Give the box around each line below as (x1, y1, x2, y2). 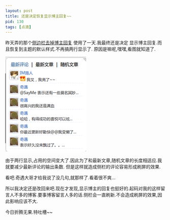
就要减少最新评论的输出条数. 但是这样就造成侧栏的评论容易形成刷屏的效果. (5, 164, 161, 170)
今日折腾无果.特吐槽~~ (5, 209, 53, 215)
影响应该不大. (9, 198, 38, 204)
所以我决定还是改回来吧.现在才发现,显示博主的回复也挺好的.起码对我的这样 (5, 185, 161, 191)
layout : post (5, 8, 33, 13)
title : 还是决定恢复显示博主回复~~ (5, 13, 72, 19)
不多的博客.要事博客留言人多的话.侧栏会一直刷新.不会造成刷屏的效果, (14, 192, 158, 198)
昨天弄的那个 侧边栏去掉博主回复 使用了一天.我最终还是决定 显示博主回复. (5, 40, 158, 46)
